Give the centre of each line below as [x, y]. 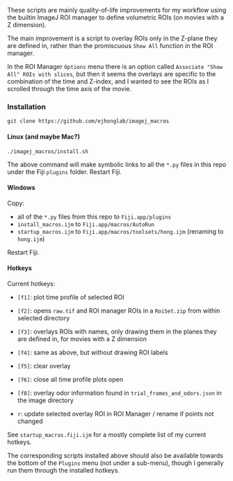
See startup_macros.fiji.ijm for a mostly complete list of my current [107, 434]
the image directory [46, 400]
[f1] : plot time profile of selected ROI [71, 297]
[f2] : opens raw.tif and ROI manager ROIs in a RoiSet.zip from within [119, 310]
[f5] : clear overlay [44, 365]
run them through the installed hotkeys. [64, 470]
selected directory [43, 318]
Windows [21, 188]
